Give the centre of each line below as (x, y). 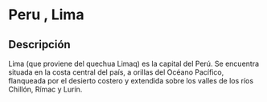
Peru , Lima (46, 15)
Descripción (39, 45)
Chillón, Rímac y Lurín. (45, 89)
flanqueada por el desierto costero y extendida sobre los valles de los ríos (131, 81)
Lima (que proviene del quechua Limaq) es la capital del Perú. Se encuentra (134, 63)
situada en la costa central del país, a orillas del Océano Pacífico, (116, 72)
